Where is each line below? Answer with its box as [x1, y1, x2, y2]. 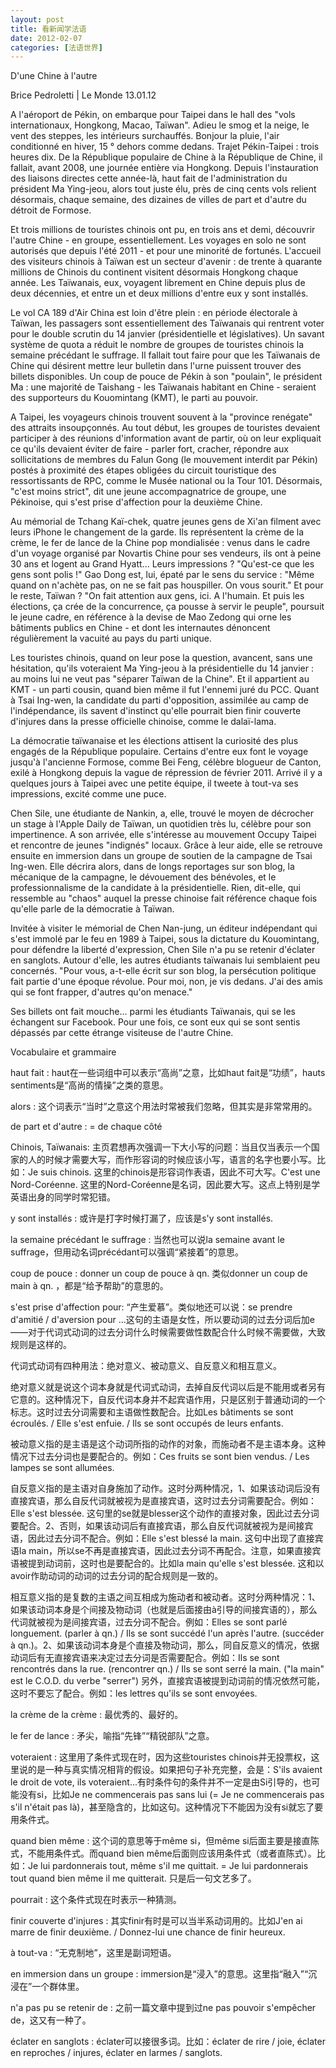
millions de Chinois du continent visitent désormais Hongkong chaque [10, 266, 299, 278]
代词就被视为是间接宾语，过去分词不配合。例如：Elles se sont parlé [10, 1616, 288, 1628]
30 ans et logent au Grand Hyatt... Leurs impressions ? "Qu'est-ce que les [10, 558, 315, 570]
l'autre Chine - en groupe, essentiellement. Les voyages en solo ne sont [10, 234, 307, 246]
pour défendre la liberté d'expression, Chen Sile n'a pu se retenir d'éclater [10, 944, 316, 956]
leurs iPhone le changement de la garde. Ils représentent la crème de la [10, 526, 305, 538]
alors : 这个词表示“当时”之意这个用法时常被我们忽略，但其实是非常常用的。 [10, 1101, 318, 1113]
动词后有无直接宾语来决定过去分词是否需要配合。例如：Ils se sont [10, 1652, 280, 1664]
